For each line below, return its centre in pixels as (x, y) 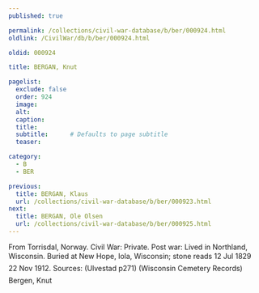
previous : (25, 186)
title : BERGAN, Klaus (52, 194)
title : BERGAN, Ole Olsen (59, 217)
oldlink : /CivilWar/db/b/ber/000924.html (79, 38)
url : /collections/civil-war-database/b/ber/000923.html (114, 202)
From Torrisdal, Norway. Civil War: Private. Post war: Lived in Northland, (128, 247)
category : (25, 157)
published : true (36, 16)
